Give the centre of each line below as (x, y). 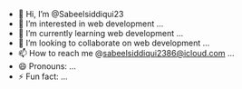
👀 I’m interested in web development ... (91, 24)
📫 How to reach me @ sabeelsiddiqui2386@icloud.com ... (126, 53)
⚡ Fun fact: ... (43, 76)
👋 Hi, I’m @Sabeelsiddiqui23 (71, 14)
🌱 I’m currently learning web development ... (101, 33)
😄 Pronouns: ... (47, 66)
